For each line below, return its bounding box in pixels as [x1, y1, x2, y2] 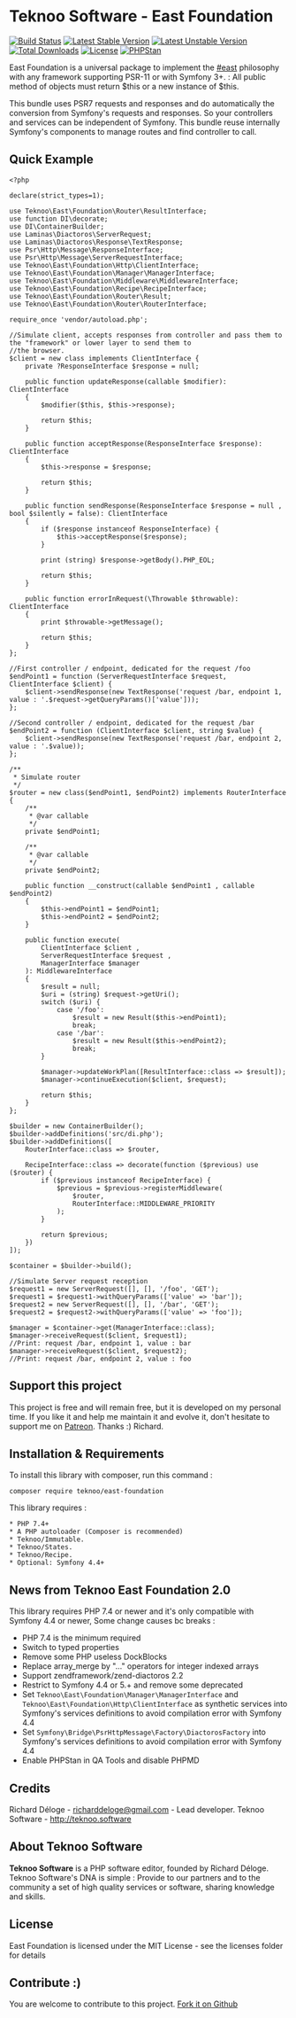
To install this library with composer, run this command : [9, 1469, 214, 1481]
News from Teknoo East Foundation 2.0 [9, 1582, 231, 1597]
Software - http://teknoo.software [9, 1814, 133, 1824]
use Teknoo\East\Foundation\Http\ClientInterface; [9, 261, 200, 269]
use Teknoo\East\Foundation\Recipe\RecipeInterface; [9, 284, 208, 293]
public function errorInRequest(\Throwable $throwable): [25, 594, 239, 604]
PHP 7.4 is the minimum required [21, 1632, 141, 1643]
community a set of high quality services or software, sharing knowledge [9, 1882, 276, 1892]
